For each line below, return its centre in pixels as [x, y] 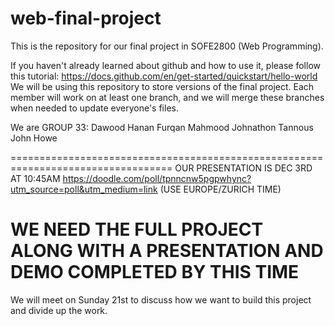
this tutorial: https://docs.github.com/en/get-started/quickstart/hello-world [164, 76]
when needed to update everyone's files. [94, 108]
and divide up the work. [59, 310]
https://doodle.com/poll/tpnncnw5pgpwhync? [157, 178]
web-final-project [86, 18]
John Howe [34, 138]
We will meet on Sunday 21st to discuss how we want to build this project [161, 299]
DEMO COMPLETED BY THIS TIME [155, 272]
